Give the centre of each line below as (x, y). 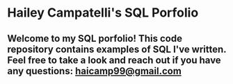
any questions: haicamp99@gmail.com (95, 71)
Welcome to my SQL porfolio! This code (95, 39)
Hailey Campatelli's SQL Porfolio (103, 13)
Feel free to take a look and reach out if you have (114, 60)
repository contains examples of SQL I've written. (117, 49)
